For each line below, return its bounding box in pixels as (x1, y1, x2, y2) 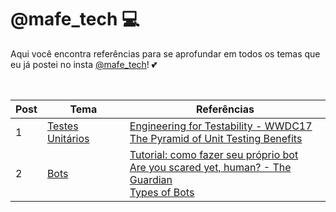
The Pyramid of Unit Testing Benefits (129, 131, 303, 145)
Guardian (129, 172, 173, 186)
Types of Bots (129, 185, 195, 199)
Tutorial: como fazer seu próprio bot (129, 147, 299, 161)
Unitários (46, 131, 90, 145)
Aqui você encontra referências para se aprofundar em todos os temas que (10, 47, 321, 60)
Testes (46, 119, 79, 133)
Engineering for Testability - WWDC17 (129, 119, 313, 133)
